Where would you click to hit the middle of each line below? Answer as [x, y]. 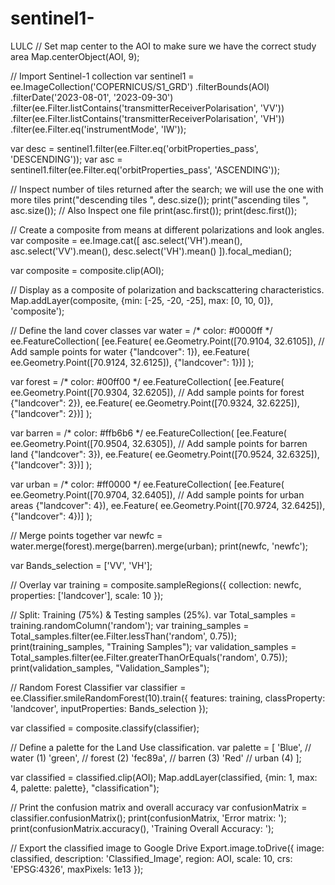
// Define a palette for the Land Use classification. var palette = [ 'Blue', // [161, 747]
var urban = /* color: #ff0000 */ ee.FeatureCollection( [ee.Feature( [147, 484]
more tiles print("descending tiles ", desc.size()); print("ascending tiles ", [159, 199]
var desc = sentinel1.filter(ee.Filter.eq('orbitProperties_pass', [134, 148]
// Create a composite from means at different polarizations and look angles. [167, 229]
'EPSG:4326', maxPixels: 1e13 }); [77, 869]
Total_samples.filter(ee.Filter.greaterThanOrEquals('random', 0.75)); [149, 657]
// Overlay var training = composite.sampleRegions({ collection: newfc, [156, 584]
